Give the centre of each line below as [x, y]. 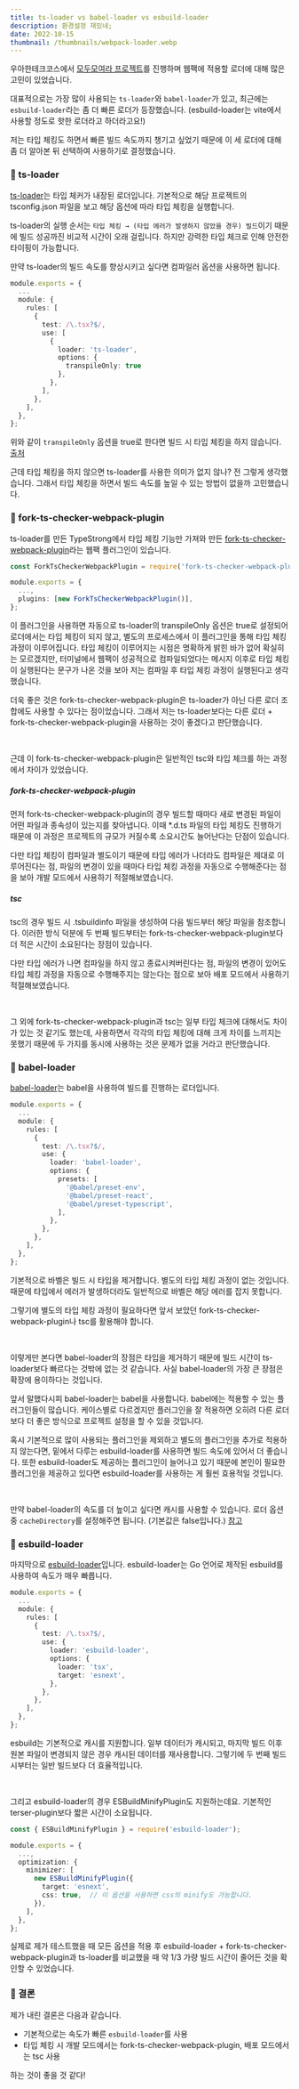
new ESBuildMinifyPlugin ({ [83, 1879]
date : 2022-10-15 [42, 34]
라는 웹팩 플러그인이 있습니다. [120, 549]
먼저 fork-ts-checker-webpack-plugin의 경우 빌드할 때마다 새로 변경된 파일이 [146, 814]
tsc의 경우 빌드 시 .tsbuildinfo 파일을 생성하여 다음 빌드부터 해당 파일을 [133, 921]
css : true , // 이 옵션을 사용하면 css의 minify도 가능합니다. [147, 1895]
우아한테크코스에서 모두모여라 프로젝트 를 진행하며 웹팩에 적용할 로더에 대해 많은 [148, 69]
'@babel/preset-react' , [110, 1195]
